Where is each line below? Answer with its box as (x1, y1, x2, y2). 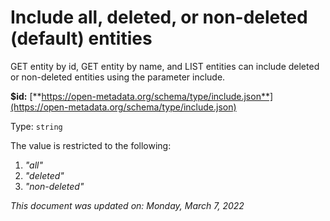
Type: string (10, 120, 63, 132)
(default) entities (10, 27, 153, 50)
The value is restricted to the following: (10, 139, 172, 151)
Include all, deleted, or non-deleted (10, 6, 308, 29)
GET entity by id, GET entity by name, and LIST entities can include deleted (10, 60, 320, 72)
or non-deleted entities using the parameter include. (10, 71, 226, 83)
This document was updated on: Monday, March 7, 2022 (10, 199, 245, 211)
